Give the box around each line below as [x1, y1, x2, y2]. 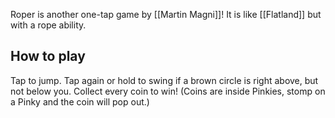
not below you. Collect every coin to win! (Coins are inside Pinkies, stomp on [10, 85, 326, 97]
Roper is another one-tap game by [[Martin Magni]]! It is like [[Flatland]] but [10, 9, 322, 20]
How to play [10, 48, 86, 65]
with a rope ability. [10, 19, 87, 31]
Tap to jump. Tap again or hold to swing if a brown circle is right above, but [10, 74, 319, 86]
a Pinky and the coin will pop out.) [10, 95, 150, 108]
